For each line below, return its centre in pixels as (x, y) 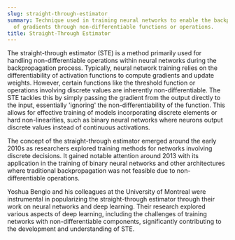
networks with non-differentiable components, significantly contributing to (114, 222)
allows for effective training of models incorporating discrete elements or (112, 113)
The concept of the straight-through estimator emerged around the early (112, 141)
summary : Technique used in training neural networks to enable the (109, 20)
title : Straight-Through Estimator (59, 33)
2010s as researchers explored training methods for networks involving (110, 148)
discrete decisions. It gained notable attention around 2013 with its (103, 156)
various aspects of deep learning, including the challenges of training (107, 214)
